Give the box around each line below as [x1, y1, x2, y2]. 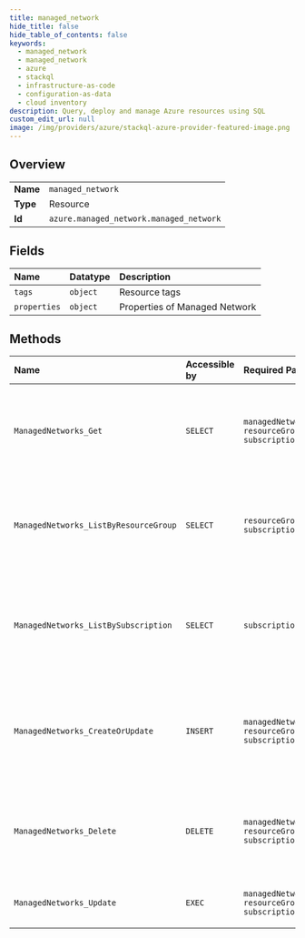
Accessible [185, 358, 235, 371]
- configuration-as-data [17, 89, 112, 98]
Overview [9, 156, 66, 173]
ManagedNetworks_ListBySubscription [14, 620, 172, 630]
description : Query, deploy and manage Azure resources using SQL [9, 106, 266, 116]
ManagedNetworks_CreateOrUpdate [14, 726, 154, 737]
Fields [9, 243, 45, 259]
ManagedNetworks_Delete [14, 826, 117, 837]
